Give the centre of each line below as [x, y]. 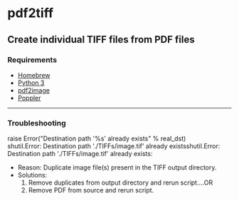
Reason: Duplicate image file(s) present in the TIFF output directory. [117, 167]
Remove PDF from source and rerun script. [91, 190]
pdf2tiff [31, 13]
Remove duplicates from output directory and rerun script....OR [121, 182]
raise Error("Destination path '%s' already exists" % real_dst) [97, 139]
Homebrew [34, 75]
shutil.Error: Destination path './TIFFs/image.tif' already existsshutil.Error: [114, 146]
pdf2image [33, 90]
